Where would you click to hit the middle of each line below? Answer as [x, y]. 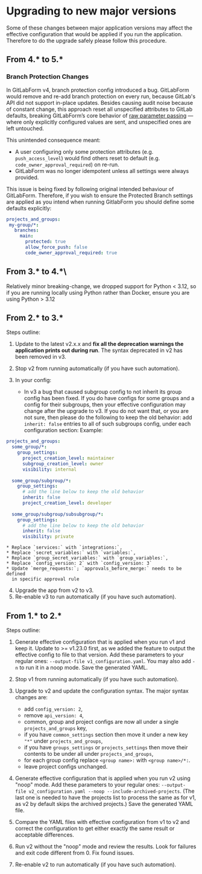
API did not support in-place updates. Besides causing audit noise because [100, 102]
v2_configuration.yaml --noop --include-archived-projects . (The [112, 791]
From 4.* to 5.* [35, 59]
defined [16, 574]
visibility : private [48, 537]
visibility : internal [49, 469]
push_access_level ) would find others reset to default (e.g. [87, 158]
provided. [27, 177]
